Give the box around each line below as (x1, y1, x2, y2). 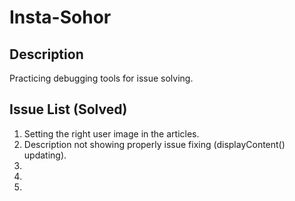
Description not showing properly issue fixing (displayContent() (23, 138, 286, 150)
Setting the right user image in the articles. (23, 127, 200, 140)
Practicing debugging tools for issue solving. (9, 72, 194, 84)
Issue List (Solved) (9, 101, 128, 118)
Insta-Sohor (9, 6, 112, 29)
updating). (23, 149, 67, 161)
